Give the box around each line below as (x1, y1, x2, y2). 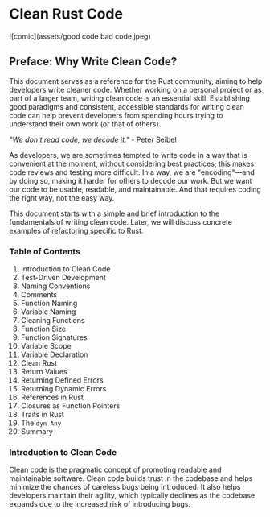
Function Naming (20, 299, 78, 308)
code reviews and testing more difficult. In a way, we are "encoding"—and (9, 167, 256, 177)
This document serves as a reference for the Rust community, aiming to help (9, 76, 263, 85)
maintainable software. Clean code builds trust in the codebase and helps (9, 474, 253, 483)
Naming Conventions (20, 281, 91, 291)
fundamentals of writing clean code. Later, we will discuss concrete (9, 217, 232, 226)
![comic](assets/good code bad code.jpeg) (9, 31, 151, 41)
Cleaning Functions (20, 316, 85, 325)
